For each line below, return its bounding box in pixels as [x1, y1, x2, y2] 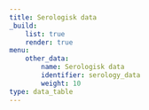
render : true [25, 37, 74, 47]
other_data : [25, 54, 69, 63]
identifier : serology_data [41, 71, 141, 80]
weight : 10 [41, 79, 82, 88]
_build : [9, 21, 38, 30]
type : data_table [9, 87, 74, 96]
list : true [25, 29, 66, 38]
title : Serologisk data [9, 12, 98, 22]
